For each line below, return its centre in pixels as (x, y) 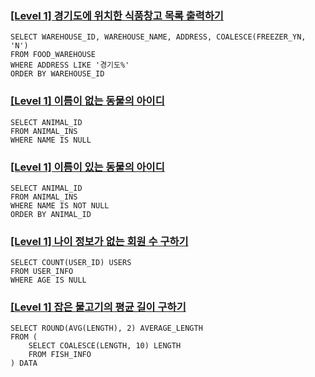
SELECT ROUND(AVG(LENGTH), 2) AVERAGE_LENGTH (106, 328)
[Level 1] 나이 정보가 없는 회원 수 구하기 (99, 241)
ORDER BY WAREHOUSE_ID (57, 74)
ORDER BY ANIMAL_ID (51, 214)
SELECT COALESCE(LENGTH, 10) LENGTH (105, 346)
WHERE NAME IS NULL (51, 140)
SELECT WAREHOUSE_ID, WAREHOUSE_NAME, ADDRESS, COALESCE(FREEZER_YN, (158, 37)
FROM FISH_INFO (60, 355)
